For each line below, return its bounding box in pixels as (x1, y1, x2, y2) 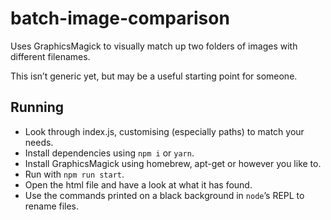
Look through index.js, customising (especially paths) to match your (24, 125, 305, 137)
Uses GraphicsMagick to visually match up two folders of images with (10, 40, 298, 52)
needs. (24, 136, 54, 148)
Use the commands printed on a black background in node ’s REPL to (24, 189, 305, 201)
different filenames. (10, 50, 91, 62)
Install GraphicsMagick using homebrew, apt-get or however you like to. (24, 157, 322, 169)
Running (10, 99, 65, 116)
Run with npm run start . (24, 168, 125, 180)
